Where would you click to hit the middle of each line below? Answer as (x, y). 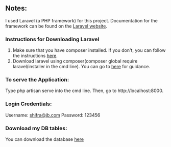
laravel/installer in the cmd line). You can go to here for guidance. (81, 67)
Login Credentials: (29, 104)
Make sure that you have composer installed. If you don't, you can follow (89, 50)
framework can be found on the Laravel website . (56, 26)
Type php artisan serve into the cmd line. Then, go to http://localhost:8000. (84, 91)
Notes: (16, 8)
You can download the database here (45, 139)
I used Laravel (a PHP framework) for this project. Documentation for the (82, 20)
